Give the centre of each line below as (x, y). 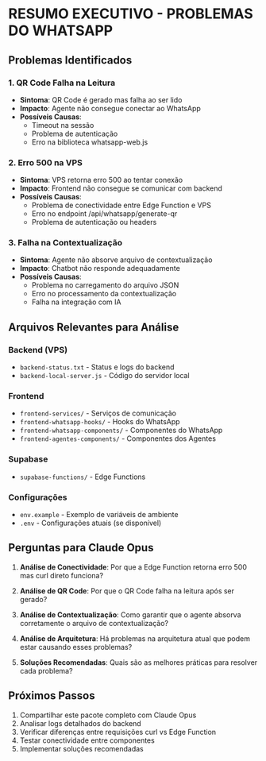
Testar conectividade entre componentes (87, 740)
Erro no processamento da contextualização (104, 294)
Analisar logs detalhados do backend (80, 723)
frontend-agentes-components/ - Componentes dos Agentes (118, 438)
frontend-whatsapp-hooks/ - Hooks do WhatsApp (100, 422)
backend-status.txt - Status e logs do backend (97, 367)
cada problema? (46, 670)
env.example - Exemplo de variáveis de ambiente (99, 515)
